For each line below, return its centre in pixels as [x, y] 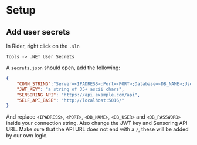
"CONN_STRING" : [35, 84]
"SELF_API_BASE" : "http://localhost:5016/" [71, 100]
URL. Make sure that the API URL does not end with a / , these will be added [97, 129]
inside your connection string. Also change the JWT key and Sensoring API [97, 123]
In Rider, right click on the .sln [43, 46]
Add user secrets [38, 32]
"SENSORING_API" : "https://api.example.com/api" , [79, 95]
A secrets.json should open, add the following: [63, 68]
